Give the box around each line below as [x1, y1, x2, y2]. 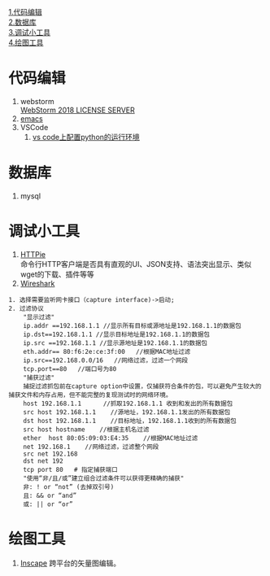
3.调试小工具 [8, 28, 51, 37]
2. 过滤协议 [8, 304, 45, 312]
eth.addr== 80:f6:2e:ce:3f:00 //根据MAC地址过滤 [23, 347, 191, 356]
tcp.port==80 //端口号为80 [23, 364, 117, 373]
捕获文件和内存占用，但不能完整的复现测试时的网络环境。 [8, 391, 172, 399]
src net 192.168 [23, 450, 79, 458]
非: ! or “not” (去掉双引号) [23, 482, 115, 491]
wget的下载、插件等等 [20, 269, 95, 279]
